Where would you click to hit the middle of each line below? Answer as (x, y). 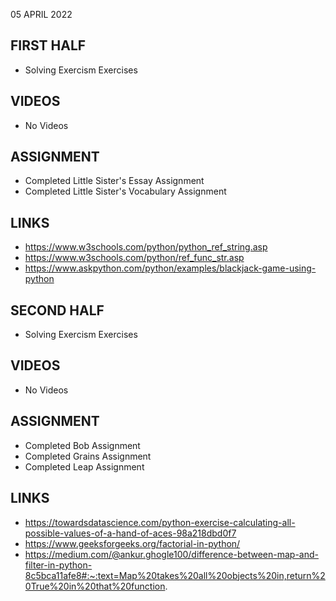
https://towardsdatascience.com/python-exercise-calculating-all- (160, 522)
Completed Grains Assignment (88, 456)
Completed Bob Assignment (82, 445)
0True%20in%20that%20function (95, 586)
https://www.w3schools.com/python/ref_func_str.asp (134, 258)
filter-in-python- (58, 565)
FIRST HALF (48, 45)
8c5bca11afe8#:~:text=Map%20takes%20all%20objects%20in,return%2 (175, 575)
